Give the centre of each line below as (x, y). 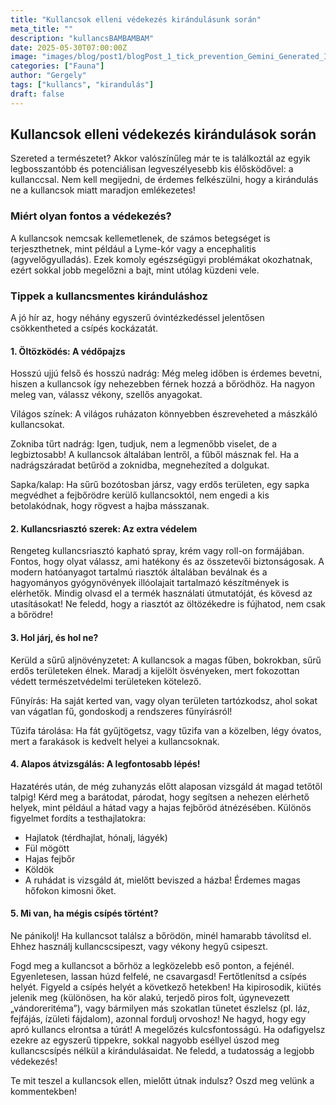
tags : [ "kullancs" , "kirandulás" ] (82, 85)
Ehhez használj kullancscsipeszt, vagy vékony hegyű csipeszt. (139, 947)
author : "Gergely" (48, 76)
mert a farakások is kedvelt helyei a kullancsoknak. (115, 741)
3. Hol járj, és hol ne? (54, 638)
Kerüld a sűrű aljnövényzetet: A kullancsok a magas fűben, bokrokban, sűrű (166, 660)
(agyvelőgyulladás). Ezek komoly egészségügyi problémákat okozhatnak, (161, 259)
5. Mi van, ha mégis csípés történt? (84, 913)
